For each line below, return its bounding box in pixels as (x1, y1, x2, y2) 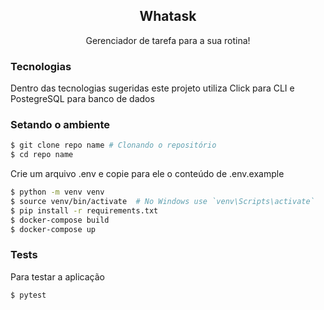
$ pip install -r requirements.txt (10, 205, 159, 216)
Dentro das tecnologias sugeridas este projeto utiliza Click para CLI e (10, 82, 295, 94)
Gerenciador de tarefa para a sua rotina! (85, 34, 251, 46)
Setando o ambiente (10, 118, 111, 132)
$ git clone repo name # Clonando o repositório (10, 140, 217, 151)
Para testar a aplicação (10, 270, 105, 283)
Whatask (139, 8, 197, 25)
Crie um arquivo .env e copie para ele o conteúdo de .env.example (10, 168, 285, 180)
